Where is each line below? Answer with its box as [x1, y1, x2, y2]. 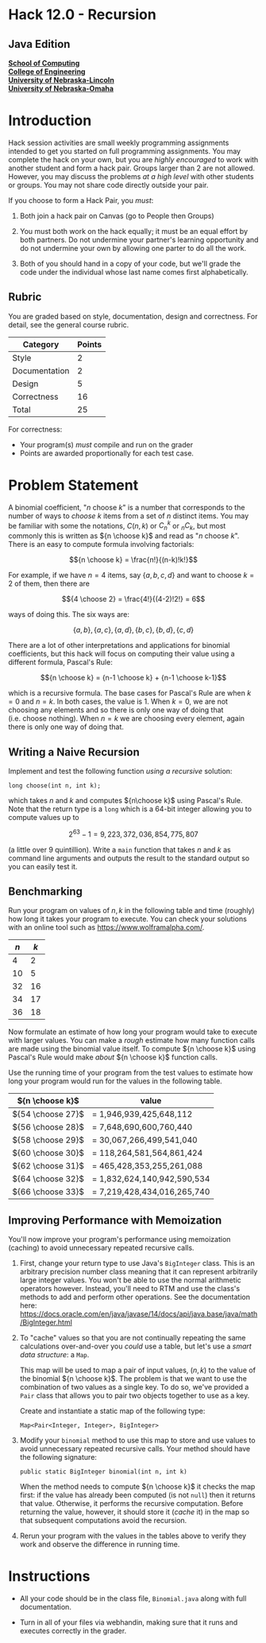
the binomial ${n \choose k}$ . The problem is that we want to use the [19, 1374, 248, 1383]
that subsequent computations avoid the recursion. [19, 1516, 187, 1525]
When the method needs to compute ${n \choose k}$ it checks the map [19, 1482, 256, 1492]
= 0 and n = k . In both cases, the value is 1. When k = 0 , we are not [8, 697, 229, 706]
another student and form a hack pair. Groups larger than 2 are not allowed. [8, 163, 256, 173]
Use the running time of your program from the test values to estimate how [8, 1068, 253, 1078]
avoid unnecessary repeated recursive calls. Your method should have [19, 1444, 251, 1454]
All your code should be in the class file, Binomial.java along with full [19, 1594, 247, 1603]
